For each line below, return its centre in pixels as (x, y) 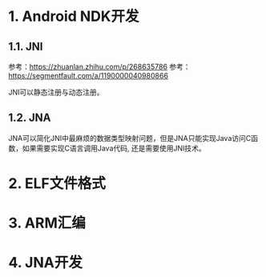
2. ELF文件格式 (57, 183)
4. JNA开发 (45, 263)
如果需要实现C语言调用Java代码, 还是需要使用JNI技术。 (114, 148)
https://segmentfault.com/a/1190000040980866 (88, 76)
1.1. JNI (26, 46)
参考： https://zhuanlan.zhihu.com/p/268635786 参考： (99, 66)
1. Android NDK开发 (74, 16)
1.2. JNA (30, 118)
